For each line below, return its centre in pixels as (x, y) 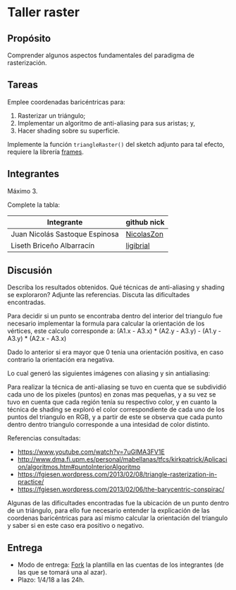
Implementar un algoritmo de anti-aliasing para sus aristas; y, (106, 123)
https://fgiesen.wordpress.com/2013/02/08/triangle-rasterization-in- (117, 474)
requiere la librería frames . (46, 152)
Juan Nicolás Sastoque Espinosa (65, 234)
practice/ (31, 482)
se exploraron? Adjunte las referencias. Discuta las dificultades (99, 295)
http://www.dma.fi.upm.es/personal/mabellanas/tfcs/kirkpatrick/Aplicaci (122, 459)
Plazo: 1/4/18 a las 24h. (51, 580)
